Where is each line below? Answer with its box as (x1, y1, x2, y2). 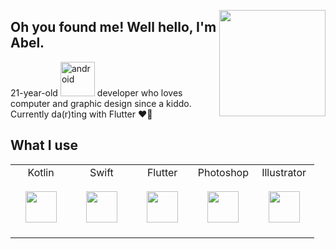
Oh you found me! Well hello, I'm (10, 19, 217, 36)
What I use (10, 137, 78, 154)
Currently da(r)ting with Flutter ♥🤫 (10, 108, 153, 120)
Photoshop (197, 165, 249, 179)
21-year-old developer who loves (10, 86, 183, 99)
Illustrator (261, 165, 307, 179)
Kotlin (27, 165, 55, 179)
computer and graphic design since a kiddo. (10, 97, 192, 109)
